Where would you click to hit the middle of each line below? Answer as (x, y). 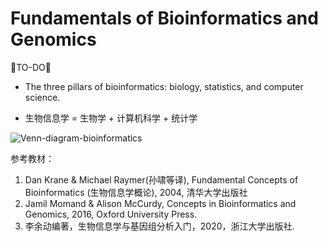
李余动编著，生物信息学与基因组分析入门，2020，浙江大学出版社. (159, 226)
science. (42, 97)
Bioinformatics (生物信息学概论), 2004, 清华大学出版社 (136, 192)
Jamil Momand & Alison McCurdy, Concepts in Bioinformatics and (160, 203)
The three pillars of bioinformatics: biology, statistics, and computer (164, 86)
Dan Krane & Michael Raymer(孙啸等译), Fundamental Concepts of (161, 179)
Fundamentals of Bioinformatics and (164, 18)
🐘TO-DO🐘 (31, 67)
